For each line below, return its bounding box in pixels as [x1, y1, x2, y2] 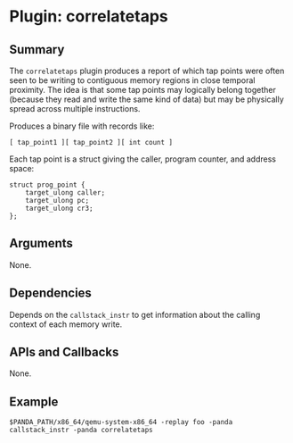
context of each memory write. [9, 319, 123, 330]
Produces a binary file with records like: [9, 121, 155, 131]
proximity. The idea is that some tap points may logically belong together [9, 85, 276, 95]
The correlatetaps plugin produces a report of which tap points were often [9, 65, 285, 76]
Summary [9, 42, 65, 57]
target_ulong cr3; [25, 204, 94, 213]
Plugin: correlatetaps [9, 6, 168, 27]
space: [9, 163, 35, 173]
